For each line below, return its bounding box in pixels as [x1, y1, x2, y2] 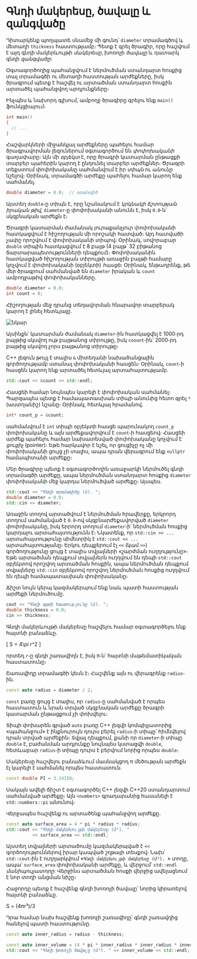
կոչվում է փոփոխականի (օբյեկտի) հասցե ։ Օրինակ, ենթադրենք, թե [6, 261, 191, 268]
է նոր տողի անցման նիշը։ [6, 873, 76, 880]
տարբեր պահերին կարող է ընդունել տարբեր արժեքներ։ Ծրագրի [6, 160, 185, 167]
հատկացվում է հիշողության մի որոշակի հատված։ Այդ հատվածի [6, 230, 184, 237]
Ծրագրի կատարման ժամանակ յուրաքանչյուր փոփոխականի [6, 224, 176, 231]
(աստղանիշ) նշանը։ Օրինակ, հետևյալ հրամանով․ [6, 401, 144, 408]
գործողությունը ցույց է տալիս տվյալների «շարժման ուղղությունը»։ [6, 548, 189, 555]
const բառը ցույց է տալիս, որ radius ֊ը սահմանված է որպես [6, 698, 165, 705]
